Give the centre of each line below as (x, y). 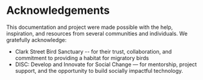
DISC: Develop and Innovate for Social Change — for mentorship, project (106, 64)
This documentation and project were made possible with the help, (90, 27)
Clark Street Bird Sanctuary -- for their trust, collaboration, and (93, 51)
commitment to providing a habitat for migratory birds (82, 58)
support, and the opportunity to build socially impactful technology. (99, 70)
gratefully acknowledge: (36, 40)
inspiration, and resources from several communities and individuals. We (97, 33)
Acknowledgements (58, 11)
